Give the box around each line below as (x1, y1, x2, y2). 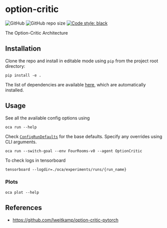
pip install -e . (5, 73, 42, 78)
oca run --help (5, 125, 37, 130)
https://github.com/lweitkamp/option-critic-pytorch (12, 217, 119, 223)
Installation (5, 44, 41, 53)
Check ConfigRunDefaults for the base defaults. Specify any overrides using (5, 133, 162, 139)
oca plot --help (5, 190, 39, 195)
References (5, 203, 42, 212)
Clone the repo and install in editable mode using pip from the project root (5, 58, 158, 64)
